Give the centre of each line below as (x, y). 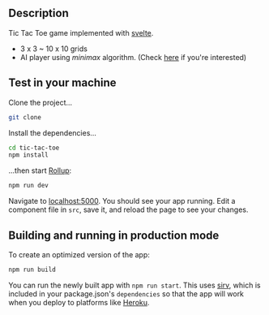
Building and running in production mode (114, 235)
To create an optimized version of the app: (79, 254)
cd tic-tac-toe (34, 148)
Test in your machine (62, 83)
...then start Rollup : (40, 170)
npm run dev (28, 186)
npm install (28, 155)
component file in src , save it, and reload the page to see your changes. (128, 209)
